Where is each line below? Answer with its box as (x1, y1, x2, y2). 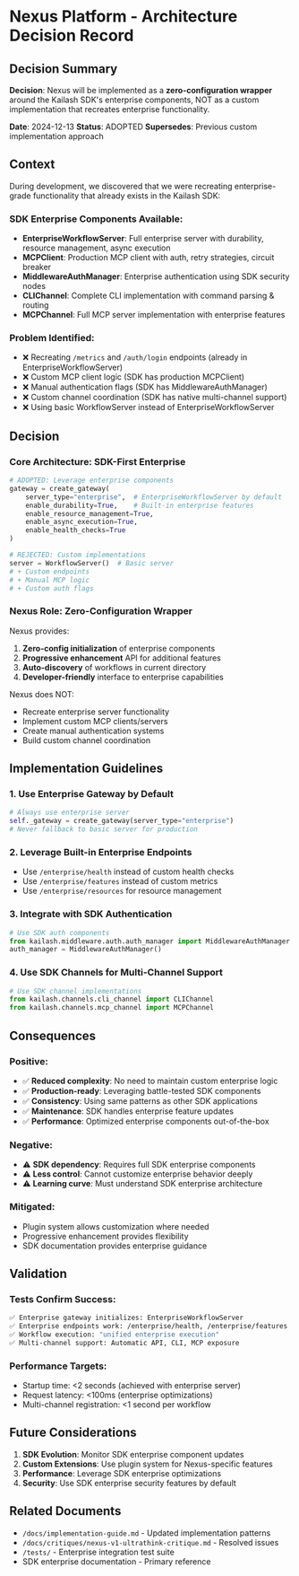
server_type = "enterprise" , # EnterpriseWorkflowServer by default (25, 492, 282, 502)
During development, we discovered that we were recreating (9, 180, 233, 191)
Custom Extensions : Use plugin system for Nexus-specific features (21, 1458, 273, 1469)
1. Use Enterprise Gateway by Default (9, 788, 175, 801)
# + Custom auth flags (9, 583, 94, 593)
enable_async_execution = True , (25, 518, 139, 527)
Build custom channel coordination (21, 734, 150, 746)
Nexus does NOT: (9, 688, 74, 699)
